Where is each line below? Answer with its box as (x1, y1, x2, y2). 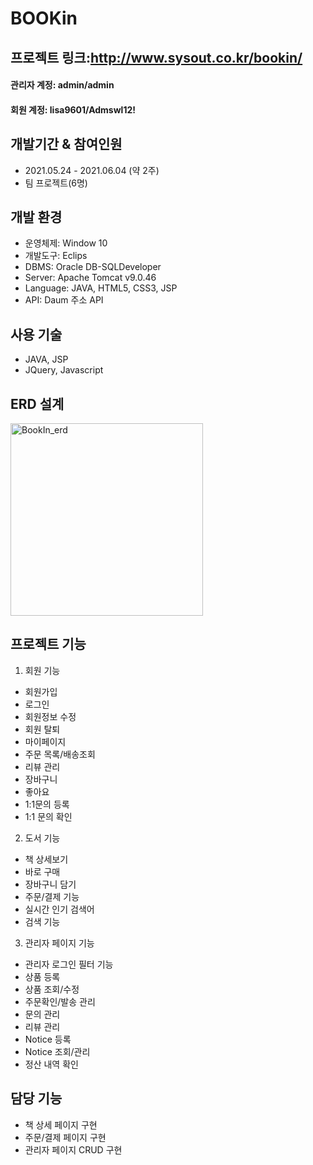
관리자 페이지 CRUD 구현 (24, 1143, 123, 1156)
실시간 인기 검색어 (24, 903, 95, 915)
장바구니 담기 (24, 878, 77, 890)
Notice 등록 (24, 1033, 72, 1045)
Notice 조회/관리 (24, 1045, 91, 1057)
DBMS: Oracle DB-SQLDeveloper (24, 261, 162, 273)
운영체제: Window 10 (24, 237, 108, 249)
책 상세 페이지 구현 (24, 1118, 98, 1131)
